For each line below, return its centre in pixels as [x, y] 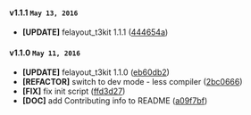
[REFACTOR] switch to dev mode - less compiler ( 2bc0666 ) [132, 82]
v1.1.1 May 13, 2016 [44, 12]
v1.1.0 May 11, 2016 [45, 53]
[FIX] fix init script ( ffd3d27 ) [74, 91]
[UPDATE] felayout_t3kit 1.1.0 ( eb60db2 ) [96, 72]
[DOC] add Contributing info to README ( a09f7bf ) [115, 101]
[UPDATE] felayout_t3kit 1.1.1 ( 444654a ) [95, 32]
